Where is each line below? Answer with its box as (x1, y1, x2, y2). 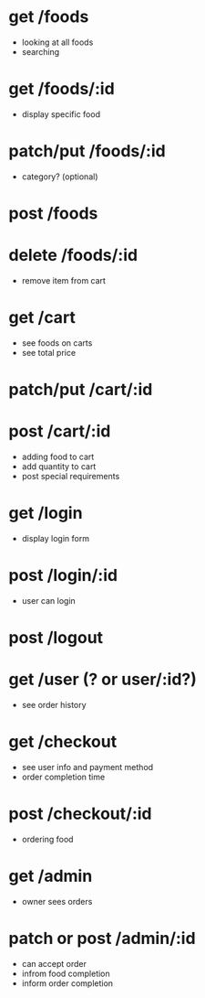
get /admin (8, 866, 93, 886)
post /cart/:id (8, 421, 111, 442)
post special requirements (21, 471, 120, 481)
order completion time (21, 771, 106, 782)
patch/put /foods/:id (8, 141, 166, 162)
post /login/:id (8, 565, 118, 586)
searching (21, 46, 60, 57)
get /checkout (8, 732, 118, 752)
